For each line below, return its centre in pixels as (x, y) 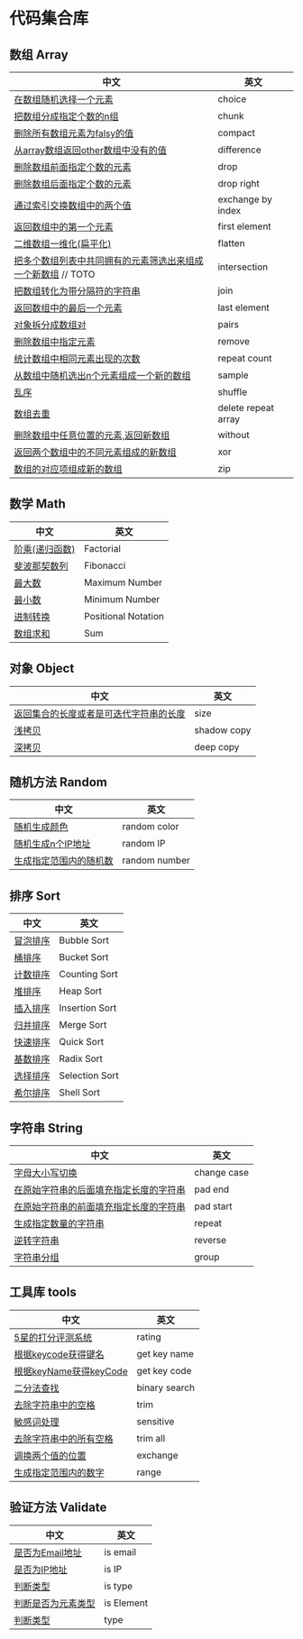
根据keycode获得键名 (59, 1354)
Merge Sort (83, 1025)
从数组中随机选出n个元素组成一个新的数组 (102, 375)
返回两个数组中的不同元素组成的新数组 (96, 452)
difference (239, 150)
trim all (151, 1438)
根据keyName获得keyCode (71, 1371)
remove (234, 341)
